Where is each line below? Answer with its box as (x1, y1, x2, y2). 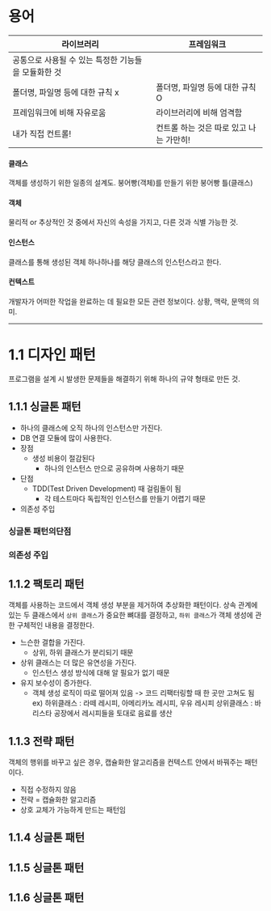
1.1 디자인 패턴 (8, 345, 97, 364)
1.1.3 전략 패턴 (8, 734, 75, 748)
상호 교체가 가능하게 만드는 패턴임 (19, 804, 127, 814)
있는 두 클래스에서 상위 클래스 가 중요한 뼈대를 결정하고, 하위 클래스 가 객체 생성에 (8, 610, 254, 620)
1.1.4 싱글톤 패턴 (8, 831, 85, 845)
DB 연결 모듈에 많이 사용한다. (19, 433, 112, 443)
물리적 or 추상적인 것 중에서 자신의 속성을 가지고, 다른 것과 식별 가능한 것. (8, 218, 239, 227)
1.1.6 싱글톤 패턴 (8, 891, 85, 905)
